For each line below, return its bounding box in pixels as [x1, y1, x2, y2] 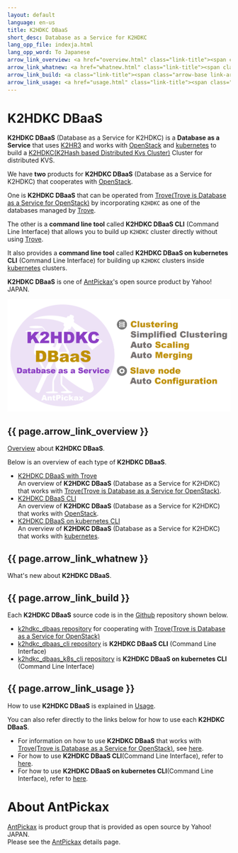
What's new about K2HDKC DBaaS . [7, 572, 112, 580]
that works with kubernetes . [17, 532, 100, 540]
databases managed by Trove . [7, 206, 96, 215]
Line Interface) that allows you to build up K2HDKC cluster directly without [7, 228, 218, 236]
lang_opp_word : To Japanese [7, 49, 91, 56]
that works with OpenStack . [17, 509, 99, 518]
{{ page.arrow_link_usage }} [7, 683, 135, 695]
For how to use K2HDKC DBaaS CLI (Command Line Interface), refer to [17, 752, 224, 760]
